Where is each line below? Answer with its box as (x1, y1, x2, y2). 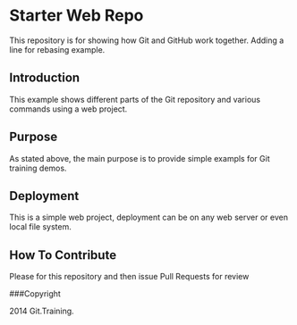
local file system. (9, 221, 72, 232)
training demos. (9, 162, 67, 173)
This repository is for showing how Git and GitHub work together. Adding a (9, 35, 284, 46)
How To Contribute (9, 247, 117, 262)
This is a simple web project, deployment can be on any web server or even (9, 212, 289, 223)
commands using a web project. (9, 104, 128, 114)
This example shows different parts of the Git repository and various (9, 94, 261, 104)
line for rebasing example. (9, 44, 106, 54)
